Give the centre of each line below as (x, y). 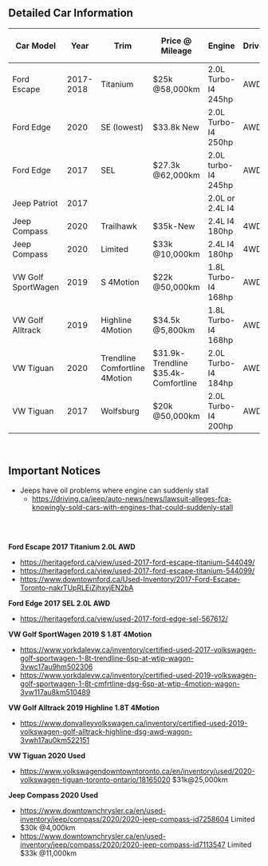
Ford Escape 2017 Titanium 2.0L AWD (72, 546)
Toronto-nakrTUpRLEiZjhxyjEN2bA (77, 588)
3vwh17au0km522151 (55, 740)
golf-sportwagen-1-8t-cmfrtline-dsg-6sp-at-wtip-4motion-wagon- (130, 684)
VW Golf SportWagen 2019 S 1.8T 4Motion (80, 634)
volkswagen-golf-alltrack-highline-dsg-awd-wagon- (106, 732)
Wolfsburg (120, 411)
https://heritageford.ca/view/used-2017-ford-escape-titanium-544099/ (137, 570)
